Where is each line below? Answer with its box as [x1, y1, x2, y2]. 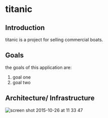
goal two [12, 79, 31, 85]
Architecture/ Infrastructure [5, 94, 95, 102]
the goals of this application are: [5, 64, 72, 70]
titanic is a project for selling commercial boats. [5, 36, 103, 42]
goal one [12, 74, 31, 80]
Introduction [5, 23, 45, 32]
